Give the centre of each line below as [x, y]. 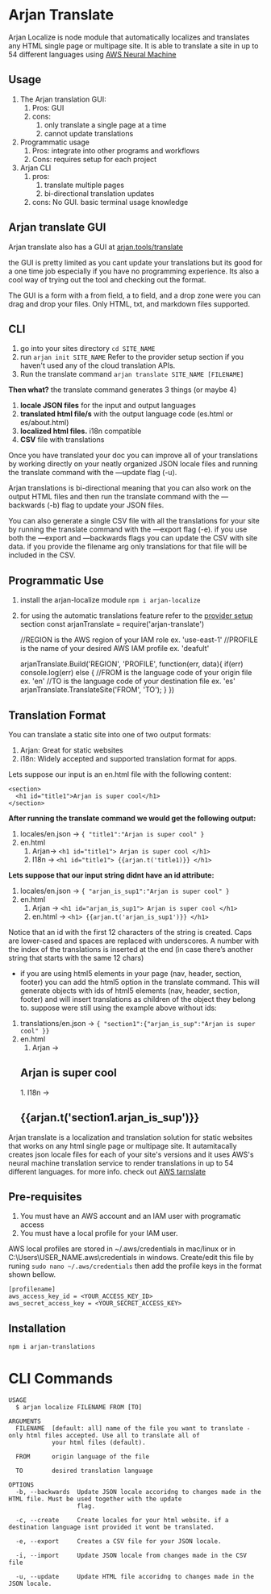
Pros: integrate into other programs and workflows [116, 150]
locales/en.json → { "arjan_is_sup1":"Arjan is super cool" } [125, 891]
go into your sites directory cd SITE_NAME [88, 348]
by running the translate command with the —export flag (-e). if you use [128, 529]
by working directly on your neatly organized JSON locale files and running [133, 464]
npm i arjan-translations [52, 1347]
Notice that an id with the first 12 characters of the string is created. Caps [130, 932]
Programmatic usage [55, 142]
